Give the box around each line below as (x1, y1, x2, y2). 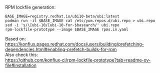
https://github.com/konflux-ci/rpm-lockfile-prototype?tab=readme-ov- (5, 57, 151, 63)
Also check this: (5, 52, 38, 57)
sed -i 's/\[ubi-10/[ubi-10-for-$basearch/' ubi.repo (5, 22, 120, 27)
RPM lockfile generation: (5, 4, 56, 10)
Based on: (5, 36, 26, 41)
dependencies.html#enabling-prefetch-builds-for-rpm (5, 46, 117, 52)
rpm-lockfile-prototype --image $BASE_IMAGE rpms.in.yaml (5, 27, 128, 32)
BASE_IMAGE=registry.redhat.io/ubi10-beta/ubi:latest (5, 14, 120, 19)
